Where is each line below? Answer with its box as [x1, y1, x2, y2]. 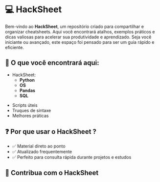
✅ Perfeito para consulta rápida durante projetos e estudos [12, 154, 132, 160]
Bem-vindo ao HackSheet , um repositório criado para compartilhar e [5, 23, 144, 30]
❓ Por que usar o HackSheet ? [5, 127, 97, 136]
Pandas [19, 87, 36, 93]
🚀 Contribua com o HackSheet [5, 168, 99, 177]
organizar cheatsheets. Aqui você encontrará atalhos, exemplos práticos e [5, 29, 155, 34]
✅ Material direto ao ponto [12, 143, 66, 149]
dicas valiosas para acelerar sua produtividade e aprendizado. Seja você [5, 34, 152, 40]
